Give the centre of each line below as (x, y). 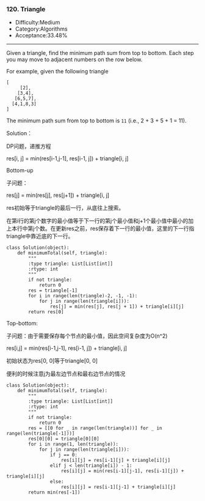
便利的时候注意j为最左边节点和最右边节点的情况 (66, 374)
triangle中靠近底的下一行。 (40, 236)
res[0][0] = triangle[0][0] (64, 439)
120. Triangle (26, 9)
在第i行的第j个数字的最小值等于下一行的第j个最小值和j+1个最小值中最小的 (97, 221)
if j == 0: (64, 455)
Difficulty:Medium (38, 23)
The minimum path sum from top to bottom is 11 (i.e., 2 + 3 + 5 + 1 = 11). (97, 121)
